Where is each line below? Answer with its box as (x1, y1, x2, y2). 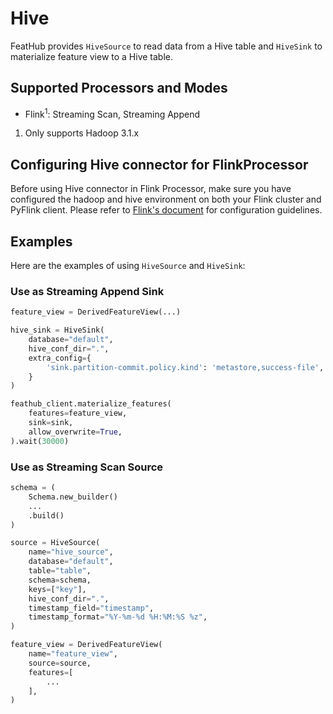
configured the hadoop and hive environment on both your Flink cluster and (10, 193, 322, 206)
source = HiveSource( (10, 538, 101, 548)
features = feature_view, (28, 408, 128, 419)
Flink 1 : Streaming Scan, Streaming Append (24, 106, 200, 120)
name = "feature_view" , (28, 649, 118, 659)
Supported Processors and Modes (10, 80, 228, 97)
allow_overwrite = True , (28, 427, 123, 437)
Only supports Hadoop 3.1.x (24, 127, 140, 139)
